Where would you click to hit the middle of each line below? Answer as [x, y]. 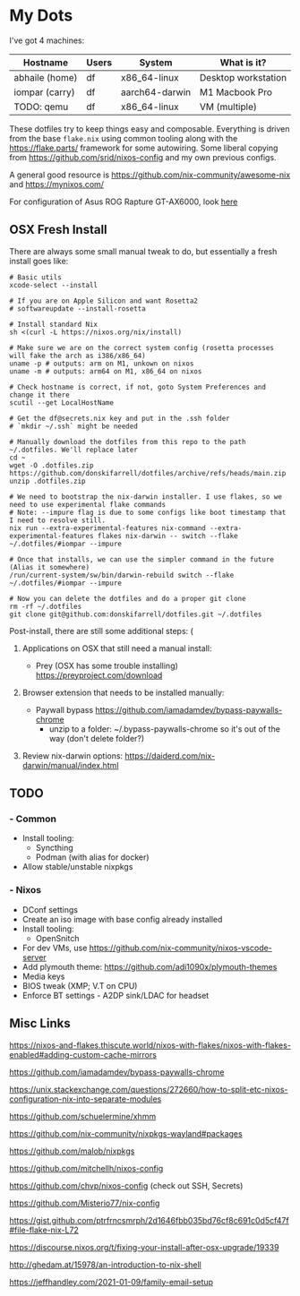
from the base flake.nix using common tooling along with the [124, 138]
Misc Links [40, 1023]
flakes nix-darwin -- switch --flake [168, 536]
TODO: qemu [41, 107]
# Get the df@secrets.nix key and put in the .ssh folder [120, 418]
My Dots [41, 16]
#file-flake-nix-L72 [44, 1230]
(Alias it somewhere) [50, 567]
